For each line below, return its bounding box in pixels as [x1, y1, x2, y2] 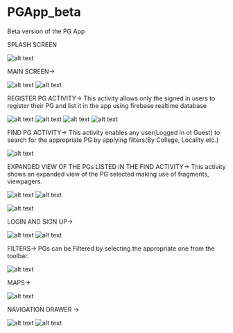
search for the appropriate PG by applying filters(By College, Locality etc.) [7, 136, 219, 144]
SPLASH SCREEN [7, 40, 58, 48]
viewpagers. [7, 177, 43, 186]
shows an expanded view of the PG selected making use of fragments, [7, 170, 209, 178]
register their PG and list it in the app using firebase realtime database [7, 101, 207, 109]
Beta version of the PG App [7, 27, 85, 35]
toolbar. [7, 251, 29, 260]
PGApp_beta [7, 4, 81, 20]
